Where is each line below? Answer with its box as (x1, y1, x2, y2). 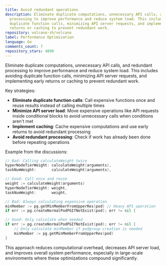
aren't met (12, 118, 34, 124)
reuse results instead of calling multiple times (12, 102, 105, 108)
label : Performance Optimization (5, 35, 74, 40)
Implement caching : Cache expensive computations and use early (12, 123, 149, 129)
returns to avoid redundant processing (12, 129, 91, 134)
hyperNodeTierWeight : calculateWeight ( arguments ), (5, 163, 112, 168)
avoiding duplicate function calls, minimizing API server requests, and (5, 73, 147, 79)
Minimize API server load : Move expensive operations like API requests (12, 107, 159, 114)
